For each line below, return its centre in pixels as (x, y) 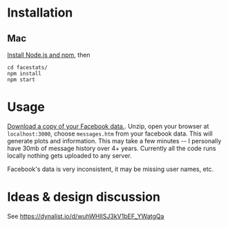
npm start (21, 80)
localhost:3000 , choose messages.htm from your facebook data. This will (110, 134)
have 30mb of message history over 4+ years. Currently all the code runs (112, 148)
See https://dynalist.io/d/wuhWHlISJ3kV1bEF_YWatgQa (86, 216)
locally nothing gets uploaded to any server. (70, 155)
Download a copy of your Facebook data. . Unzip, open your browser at (108, 126)
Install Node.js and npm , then (49, 55)
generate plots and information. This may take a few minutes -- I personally (114, 140)
